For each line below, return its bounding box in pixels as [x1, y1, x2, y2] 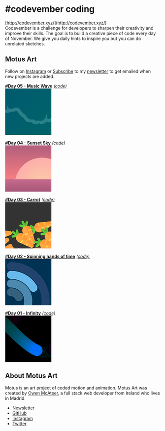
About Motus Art [5, 372, 58, 380]
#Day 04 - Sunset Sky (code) [5, 140, 66, 146]
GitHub [12, 410, 27, 416]
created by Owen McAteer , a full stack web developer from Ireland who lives [5, 390, 160, 396]
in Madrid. [5, 395, 26, 401]
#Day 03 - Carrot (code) [5, 196, 55, 202]
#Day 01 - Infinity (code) [5, 310, 56, 316]
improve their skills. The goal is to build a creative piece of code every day [5, 30, 156, 36]
